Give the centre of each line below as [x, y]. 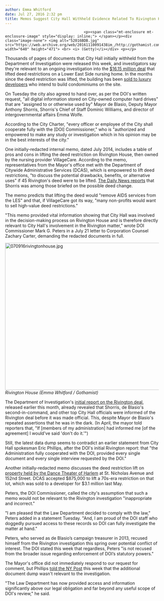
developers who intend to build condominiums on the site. [63, 84]
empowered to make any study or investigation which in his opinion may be [81, 135]
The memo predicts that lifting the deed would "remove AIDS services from [81, 195]
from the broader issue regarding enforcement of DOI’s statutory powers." [79, 554]
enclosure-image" [23, 37]
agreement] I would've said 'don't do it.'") [47, 433]
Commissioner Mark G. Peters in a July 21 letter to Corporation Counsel [77, 231]
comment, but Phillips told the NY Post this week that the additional [73, 569]
